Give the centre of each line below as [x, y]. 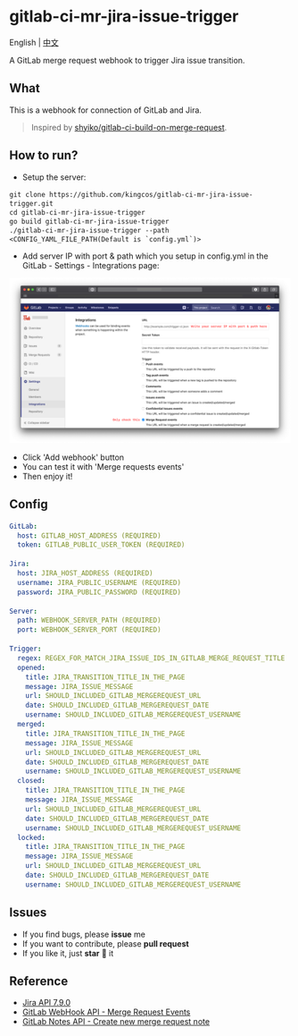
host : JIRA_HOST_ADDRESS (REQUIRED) [85, 573]
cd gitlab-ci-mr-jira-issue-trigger [77, 212]
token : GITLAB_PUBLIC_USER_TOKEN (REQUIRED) [101, 545]
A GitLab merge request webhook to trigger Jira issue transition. [127, 60]
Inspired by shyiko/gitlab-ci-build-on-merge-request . [129, 127]
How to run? [44, 155]
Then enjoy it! [47, 476]
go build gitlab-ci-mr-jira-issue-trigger [89, 221]
